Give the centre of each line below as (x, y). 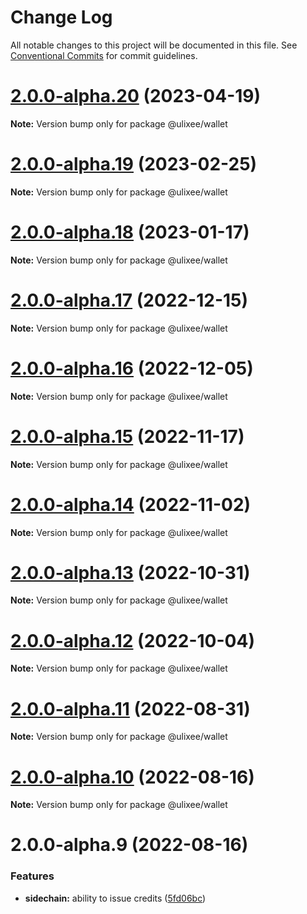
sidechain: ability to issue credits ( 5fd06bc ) (115, 898)
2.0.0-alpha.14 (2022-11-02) (131, 504)
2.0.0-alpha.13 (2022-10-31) (130, 572)
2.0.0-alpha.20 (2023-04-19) (136, 96)
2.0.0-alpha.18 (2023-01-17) (130, 232)
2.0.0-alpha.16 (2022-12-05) (132, 368)
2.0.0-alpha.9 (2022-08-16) (129, 845)
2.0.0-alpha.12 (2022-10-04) (132, 640)
